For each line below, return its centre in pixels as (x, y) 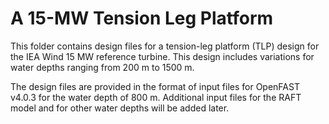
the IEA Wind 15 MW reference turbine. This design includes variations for (162, 56)
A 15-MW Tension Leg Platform (142, 18)
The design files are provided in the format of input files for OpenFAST (155, 86)
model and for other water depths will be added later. (120, 108)
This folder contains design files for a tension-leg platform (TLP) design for (165, 46)
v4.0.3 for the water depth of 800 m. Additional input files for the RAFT (156, 97)
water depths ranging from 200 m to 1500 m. (102, 67)
